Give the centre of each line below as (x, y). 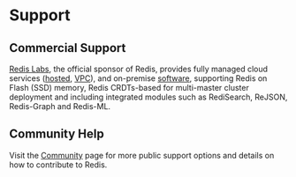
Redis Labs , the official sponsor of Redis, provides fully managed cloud (138, 69)
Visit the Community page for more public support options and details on (142, 155)
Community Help (57, 134)
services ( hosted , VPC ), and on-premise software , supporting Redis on (138, 78)
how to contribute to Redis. (58, 165)
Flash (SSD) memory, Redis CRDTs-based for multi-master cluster (129, 88)
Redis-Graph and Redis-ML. (60, 106)
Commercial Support (68, 48)
